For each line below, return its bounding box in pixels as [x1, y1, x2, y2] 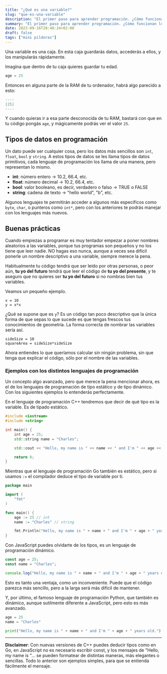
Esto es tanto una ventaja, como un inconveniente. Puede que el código [5, 579, 152, 585]
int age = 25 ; [14, 432, 43, 437]
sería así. [5, 327, 24, 333]
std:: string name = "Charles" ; [14, 436, 79, 442]
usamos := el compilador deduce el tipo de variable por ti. [5, 474, 124, 480]
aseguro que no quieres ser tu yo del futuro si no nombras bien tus [5, 274, 143, 279]
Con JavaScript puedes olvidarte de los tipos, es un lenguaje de [5, 542, 136, 548]
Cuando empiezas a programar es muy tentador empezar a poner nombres [5, 237, 159, 243]
